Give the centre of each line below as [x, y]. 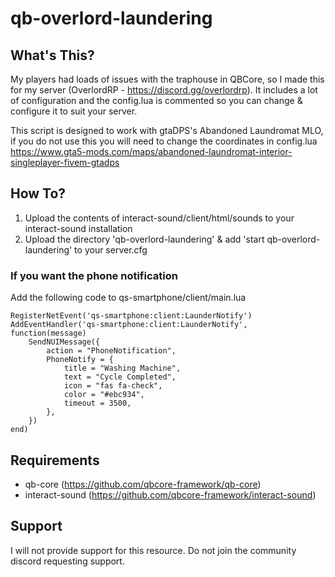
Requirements [55, 460]
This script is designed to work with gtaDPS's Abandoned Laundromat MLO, [167, 130]
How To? [38, 193]
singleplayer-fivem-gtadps [65, 162]
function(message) [48, 333]
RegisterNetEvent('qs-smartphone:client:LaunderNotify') [131, 316]
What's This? [52, 55]
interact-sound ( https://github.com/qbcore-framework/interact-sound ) [170, 494]
